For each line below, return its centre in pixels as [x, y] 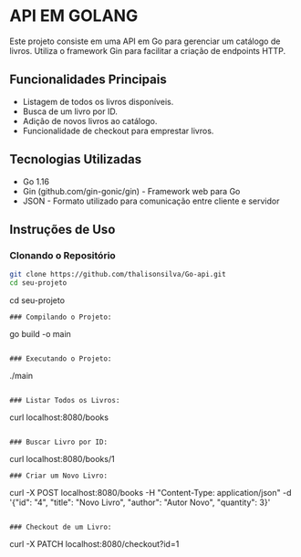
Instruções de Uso [62, 229]
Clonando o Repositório [62, 255]
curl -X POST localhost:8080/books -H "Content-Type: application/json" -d [150, 493]
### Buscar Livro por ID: [58, 442]
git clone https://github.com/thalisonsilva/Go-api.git [118, 275]
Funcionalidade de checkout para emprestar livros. [118, 131]
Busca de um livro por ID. [70, 111]
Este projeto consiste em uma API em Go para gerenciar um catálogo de [145, 41]
